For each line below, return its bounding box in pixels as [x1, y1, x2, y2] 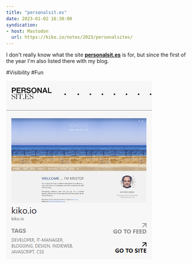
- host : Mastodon [6, 28, 49, 34]
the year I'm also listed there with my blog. [6, 58, 109, 65]
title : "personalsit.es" [6, 9, 67, 15]
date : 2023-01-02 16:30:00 [6, 15, 72, 22]
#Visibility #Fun [6, 69, 44, 76]
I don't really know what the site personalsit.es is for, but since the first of [6, 51, 186, 58]
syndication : [6, 22, 38, 28]
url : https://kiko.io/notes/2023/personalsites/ [11, 34, 133, 41]
